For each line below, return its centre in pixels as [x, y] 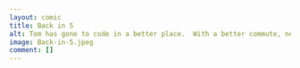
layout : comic [36, 17]
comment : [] [31, 50]
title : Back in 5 [42, 26]
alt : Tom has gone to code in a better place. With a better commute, [145, 34]
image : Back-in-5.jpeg [51, 42]
